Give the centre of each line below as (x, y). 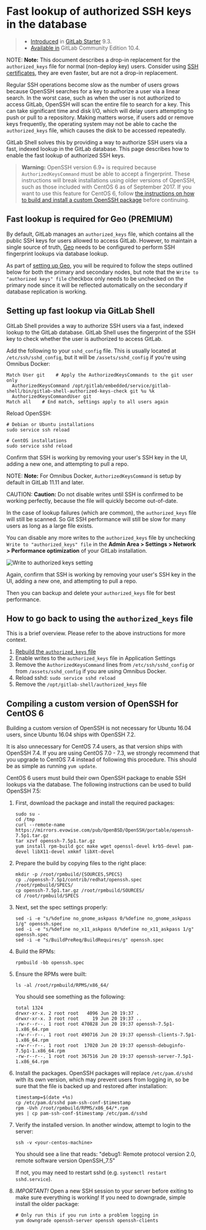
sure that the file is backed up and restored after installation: (91, 1086)
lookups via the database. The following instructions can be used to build (99, 785)
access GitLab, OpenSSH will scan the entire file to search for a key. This (98, 104)
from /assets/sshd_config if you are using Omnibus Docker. (91, 671)
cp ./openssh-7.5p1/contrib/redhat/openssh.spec (78, 880)
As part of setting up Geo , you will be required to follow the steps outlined (100, 265)
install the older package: (47, 1204)
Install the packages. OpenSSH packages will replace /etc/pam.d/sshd (104, 1073)
